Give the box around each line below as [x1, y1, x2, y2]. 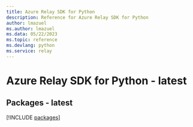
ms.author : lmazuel [6, 25, 55, 32]
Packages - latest [6, 98, 73, 108]
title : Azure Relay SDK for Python [6, 8, 95, 15]
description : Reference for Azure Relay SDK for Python [6, 14, 149, 20]
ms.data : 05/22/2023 [6, 31, 58, 37]
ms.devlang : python [6, 43, 55, 49]
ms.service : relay [6, 48, 52, 54]
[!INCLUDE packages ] [6, 114, 61, 121]
